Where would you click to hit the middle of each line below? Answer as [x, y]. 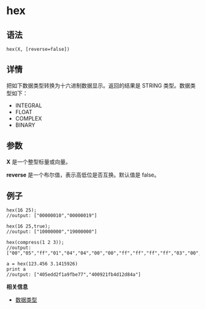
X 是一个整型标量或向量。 [39, 162]
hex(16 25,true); [29, 227]
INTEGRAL [29, 105]
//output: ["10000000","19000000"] [52, 232]
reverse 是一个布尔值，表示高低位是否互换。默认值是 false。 [83, 175]
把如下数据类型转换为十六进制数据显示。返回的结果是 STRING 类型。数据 [98, 85]
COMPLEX [29, 118]
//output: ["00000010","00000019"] [52, 216]
